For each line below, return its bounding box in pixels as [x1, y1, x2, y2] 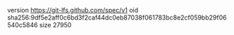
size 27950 [39, 21, 72, 29]
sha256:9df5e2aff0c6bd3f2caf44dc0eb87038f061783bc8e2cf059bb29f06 [7, 13, 227, 22]
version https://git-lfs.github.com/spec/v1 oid [7, 6, 139, 14]
